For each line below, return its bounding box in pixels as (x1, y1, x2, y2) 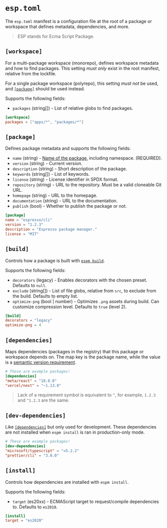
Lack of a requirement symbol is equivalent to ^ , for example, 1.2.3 (17, 392, 156, 398)
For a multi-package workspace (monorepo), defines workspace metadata (5, 60, 159, 66)
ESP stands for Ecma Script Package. (17, 33, 94, 39)
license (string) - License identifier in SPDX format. (12, 177, 118, 183)
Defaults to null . (12, 282, 46, 288)
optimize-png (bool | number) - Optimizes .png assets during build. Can (12, 298, 159, 304)
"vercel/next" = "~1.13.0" (5, 383, 61, 388)
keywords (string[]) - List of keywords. (12, 171, 90, 177)
